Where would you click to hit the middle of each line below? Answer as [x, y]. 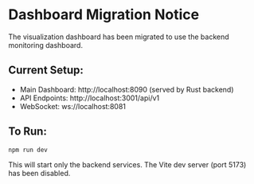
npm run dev [28, 150]
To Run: [28, 132]
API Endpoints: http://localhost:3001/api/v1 [90, 98]
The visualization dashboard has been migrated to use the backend [119, 37]
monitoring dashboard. [46, 45]
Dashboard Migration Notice [104, 15]
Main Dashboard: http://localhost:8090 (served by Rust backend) [127, 89]
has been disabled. [39, 174]
